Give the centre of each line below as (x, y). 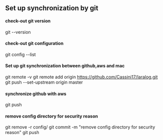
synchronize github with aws (36, 94)
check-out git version (28, 21)
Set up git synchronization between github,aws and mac (65, 66)
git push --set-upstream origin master (44, 82)
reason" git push (22, 133)
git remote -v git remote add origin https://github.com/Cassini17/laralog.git (81, 77)
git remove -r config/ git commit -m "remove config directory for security (80, 127)
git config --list (20, 54)
